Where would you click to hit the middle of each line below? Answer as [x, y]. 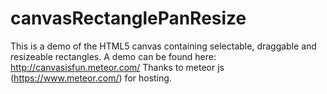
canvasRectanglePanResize [128, 18]
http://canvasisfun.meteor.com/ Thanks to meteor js [117, 67]
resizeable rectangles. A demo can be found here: [113, 56]
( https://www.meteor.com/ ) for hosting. [91, 78]
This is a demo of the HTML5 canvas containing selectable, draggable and [163, 46]
